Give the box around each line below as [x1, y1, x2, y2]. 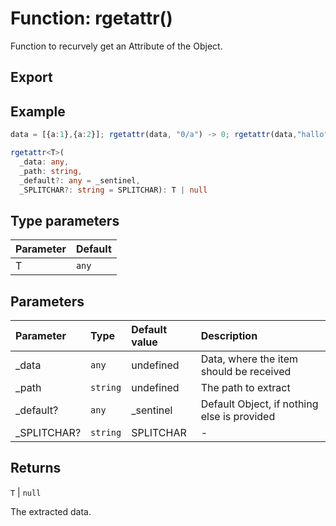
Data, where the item [200, 352, 298, 366]
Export [10, 69, 53, 86]
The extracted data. [10, 505, 92, 517]
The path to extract [200, 381, 291, 395]
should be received [200, 365, 292, 379]
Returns [10, 460, 62, 477]
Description [200, 329, 258, 343]
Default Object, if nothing [200, 397, 319, 411]
